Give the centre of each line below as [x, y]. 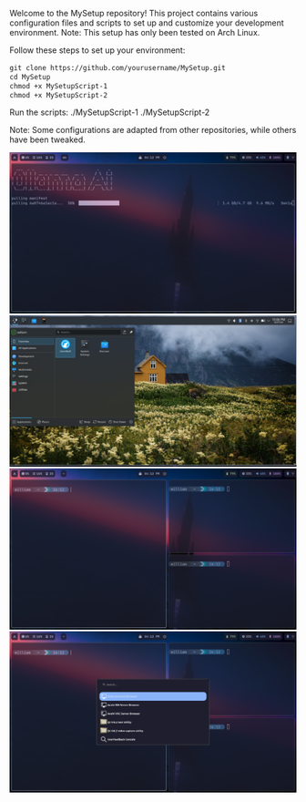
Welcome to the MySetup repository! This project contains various [134, 13]
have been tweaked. [48, 139]
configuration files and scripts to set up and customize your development [147, 23]
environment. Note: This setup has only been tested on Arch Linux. [135, 32]
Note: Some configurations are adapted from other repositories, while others [153, 130]
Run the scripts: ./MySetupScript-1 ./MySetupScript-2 [110, 112]
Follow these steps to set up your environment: [97, 50]
